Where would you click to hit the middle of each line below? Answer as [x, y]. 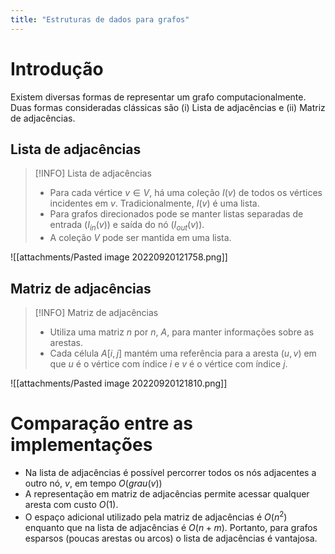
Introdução [57, 68]
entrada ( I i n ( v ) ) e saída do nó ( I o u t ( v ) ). [127, 226]
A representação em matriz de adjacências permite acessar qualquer [167, 493]
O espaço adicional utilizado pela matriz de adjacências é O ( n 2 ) [156, 516]
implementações [81, 445]
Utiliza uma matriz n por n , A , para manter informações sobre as [182, 332]
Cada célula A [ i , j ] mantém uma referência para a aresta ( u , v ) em [183, 353]
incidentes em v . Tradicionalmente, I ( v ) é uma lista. [154, 203]
